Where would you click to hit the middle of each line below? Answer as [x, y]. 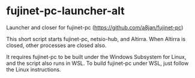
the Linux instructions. [34, 69]
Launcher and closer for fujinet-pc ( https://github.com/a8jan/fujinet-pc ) [95, 27]
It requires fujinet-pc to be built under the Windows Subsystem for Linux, [96, 57]
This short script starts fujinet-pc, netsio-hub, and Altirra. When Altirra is [96, 39]
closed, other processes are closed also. [56, 45]
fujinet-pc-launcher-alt [65, 11]
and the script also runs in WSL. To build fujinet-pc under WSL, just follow [97, 63]
